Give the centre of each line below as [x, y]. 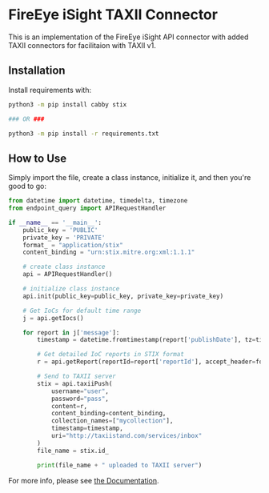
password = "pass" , [80, 399]
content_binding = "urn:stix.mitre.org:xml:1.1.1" [109, 253]
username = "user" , [80, 391]
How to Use [38, 158]
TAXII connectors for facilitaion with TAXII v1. [82, 45]
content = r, [69, 406]
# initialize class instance [71, 289]
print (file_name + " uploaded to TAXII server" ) [120, 465]
